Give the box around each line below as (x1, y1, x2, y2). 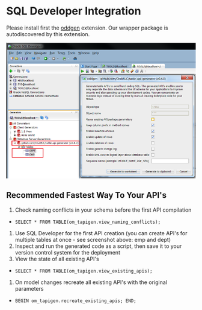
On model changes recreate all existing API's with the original (14, 279, 167, 286)
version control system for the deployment (14, 248, 120, 256)
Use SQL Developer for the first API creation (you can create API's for (14, 229, 188, 236)
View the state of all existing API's (14, 255, 99, 262)
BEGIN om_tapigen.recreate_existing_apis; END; (14, 297, 136, 304)
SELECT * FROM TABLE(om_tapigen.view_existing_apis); (14, 268, 153, 274)
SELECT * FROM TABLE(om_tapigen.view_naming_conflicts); (14, 219, 161, 225)
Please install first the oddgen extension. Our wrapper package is (6, 24, 168, 31)
